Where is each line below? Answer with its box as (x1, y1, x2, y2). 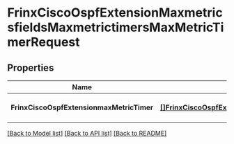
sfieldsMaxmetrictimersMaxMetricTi (7, 19, 224, 35)
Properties (7, 62, 54, 73)
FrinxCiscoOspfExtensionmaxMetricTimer (10, 102, 154, 112)
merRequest (7, 35, 80, 50)
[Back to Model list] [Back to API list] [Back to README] (7, 129, 167, 137)
